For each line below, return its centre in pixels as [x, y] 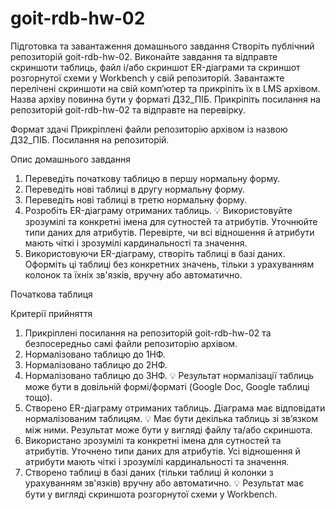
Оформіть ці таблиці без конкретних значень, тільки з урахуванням [169, 264]
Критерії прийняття [51, 313]
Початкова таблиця [51, 294]
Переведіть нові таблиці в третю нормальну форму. [136, 199]
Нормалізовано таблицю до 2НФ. [96, 364]
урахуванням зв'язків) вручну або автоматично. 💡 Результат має [164, 483]
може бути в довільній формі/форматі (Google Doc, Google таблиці [167, 386]
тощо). [38, 397]
